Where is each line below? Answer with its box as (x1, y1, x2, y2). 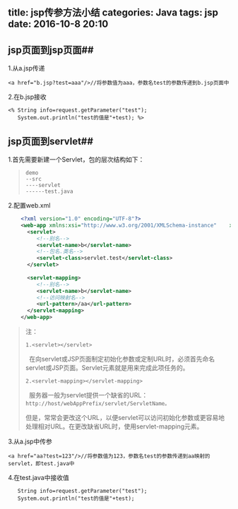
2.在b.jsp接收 (8, 92, 47, 101)
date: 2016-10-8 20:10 (8, 18, 109, 30)
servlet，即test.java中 (8, 460, 75, 467)
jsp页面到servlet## (8, 135, 94, 147)
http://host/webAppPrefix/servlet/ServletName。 (25, 400, 170, 407)
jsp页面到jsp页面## (8, 44, 94, 56)
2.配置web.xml (8, 201, 51, 210)
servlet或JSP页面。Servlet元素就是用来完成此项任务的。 (25, 364, 189, 372)
